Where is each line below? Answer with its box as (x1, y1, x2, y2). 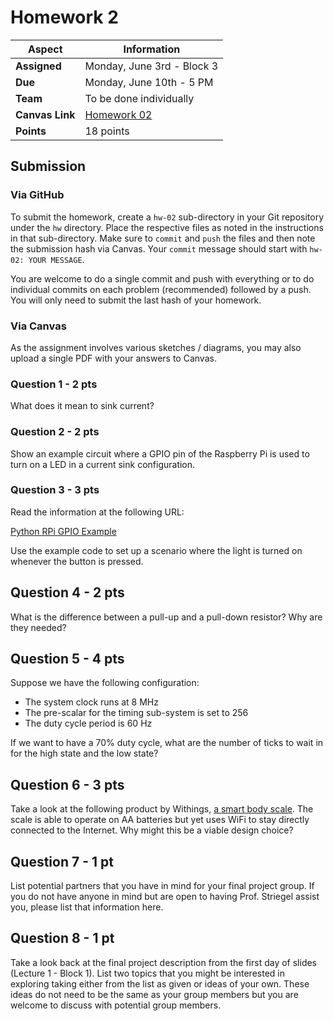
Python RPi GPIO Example (10, 525, 117, 537)
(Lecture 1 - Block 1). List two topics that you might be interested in (10, 967, 285, 979)
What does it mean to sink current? (10, 400, 155, 412)
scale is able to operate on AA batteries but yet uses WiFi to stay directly (10, 814, 310, 826)
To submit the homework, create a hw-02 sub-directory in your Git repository (10, 211, 325, 223)
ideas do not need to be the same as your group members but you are (10, 988, 299, 1000)
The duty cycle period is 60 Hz (24, 717, 153, 730)
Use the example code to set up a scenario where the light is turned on (10, 544, 303, 556)
